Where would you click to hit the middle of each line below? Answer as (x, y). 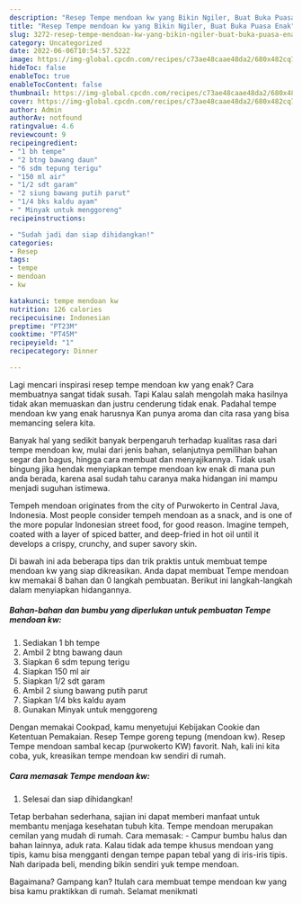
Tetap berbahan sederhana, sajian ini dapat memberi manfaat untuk (135, 816)
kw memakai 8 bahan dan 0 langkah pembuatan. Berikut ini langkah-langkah (151, 580)
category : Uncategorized (56, 43)
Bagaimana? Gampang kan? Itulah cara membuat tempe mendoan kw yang (148, 882)
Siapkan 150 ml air (56, 671)
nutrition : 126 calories (56, 309)
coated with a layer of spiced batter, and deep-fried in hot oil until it (134, 534)
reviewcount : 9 (38, 135)
